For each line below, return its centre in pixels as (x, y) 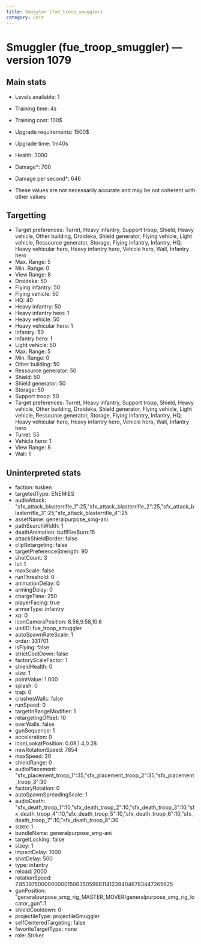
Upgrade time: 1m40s (41, 143)
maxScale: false (34, 570)
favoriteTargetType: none (46, 929)
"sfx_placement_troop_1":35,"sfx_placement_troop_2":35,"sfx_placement (104, 775)
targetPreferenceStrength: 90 (51, 551)
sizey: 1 (24, 846)
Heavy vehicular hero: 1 (44, 326)
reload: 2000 (31, 872)
